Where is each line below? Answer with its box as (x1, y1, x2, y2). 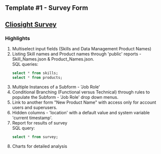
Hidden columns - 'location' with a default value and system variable (12, 109, 150, 115)
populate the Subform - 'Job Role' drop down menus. (12, 94, 119, 100)
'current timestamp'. (12, 115, 53, 121)
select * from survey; (12, 134, 58, 139)
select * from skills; (12, 71, 58, 76)
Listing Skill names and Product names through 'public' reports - (12, 51, 142, 57)
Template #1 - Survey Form (5, 4, 89, 12)
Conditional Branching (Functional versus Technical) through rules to (12, 89, 150, 95)
